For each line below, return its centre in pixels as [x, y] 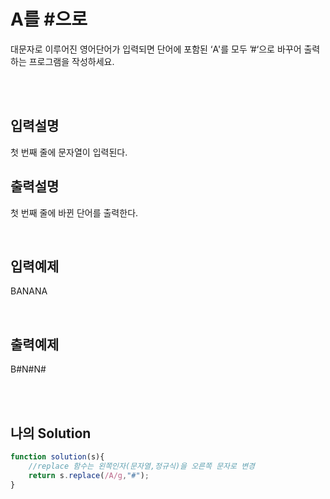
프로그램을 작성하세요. [71, 61]
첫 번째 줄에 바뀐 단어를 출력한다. [74, 212]
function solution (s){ [57, 457]
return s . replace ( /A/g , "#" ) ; [89, 475]
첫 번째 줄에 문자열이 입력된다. [69, 152]
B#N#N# [28, 369]
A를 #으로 [49, 19]
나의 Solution [51, 433]
